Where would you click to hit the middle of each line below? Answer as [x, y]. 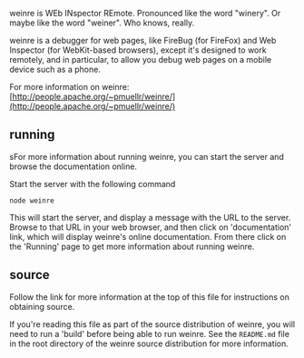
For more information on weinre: [69, 87]
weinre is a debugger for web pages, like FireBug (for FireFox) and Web [143, 40]
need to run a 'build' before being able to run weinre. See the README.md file [150, 333]
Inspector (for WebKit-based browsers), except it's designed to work [138, 50]
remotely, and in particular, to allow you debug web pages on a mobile [141, 60]
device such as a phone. [55, 69]
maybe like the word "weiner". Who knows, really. [102, 23]
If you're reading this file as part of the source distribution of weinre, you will [152, 324]
